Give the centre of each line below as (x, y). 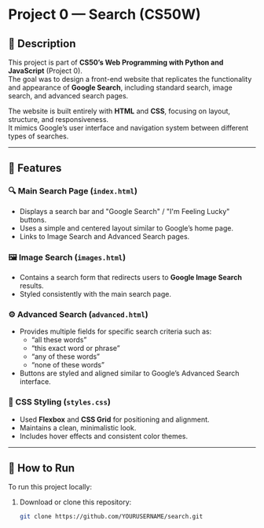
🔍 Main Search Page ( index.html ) (73, 191)
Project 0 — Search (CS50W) (105, 15)
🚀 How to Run (42, 468)
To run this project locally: (50, 487)
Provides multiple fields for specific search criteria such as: (115, 331)
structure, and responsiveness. (58, 119)
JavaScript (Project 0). (45, 71)
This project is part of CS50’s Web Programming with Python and (116, 62)
